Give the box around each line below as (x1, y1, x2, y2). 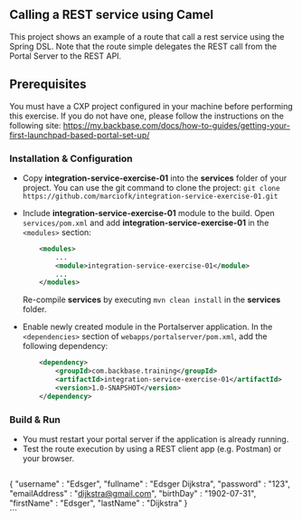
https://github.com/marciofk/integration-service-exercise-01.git (22, 192, 278, 201)
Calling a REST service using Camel (9, 7, 214, 23)
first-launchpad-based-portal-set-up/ (9, 129, 150, 140)
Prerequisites (9, 77, 87, 92)
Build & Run (9, 413, 61, 426)
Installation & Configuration (9, 152, 133, 165)
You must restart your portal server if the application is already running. (22, 433, 289, 444)
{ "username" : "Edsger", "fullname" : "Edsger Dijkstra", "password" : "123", (9, 478, 291, 489)
